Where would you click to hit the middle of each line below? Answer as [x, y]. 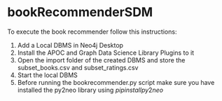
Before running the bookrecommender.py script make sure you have [116, 82]
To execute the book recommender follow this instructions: [92, 32]
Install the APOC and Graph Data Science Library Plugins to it [106, 53]
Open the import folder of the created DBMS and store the [101, 60]
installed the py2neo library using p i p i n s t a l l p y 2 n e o [90, 90]
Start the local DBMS [48, 75]
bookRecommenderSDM [80, 12]
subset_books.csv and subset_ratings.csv [78, 67]
